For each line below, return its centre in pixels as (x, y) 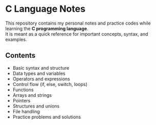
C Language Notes (46, 9)
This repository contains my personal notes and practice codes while (78, 23)
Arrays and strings (32, 95)
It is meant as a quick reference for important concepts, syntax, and (77, 34)
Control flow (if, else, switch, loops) (50, 84)
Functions (23, 90)
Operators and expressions (41, 79)
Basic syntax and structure (41, 68)
